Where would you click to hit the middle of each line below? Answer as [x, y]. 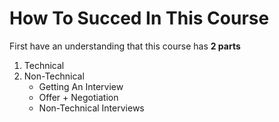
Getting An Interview [81, 86]
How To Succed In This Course [139, 18]
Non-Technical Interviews [91, 108]
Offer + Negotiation [78, 97]
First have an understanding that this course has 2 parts [125, 46]
